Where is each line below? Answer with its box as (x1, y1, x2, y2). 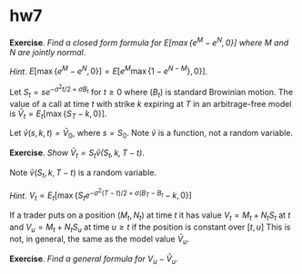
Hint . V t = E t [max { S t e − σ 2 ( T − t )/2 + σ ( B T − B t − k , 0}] (9, 187, 193, 203)
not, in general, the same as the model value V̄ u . (9, 233, 189, 246)
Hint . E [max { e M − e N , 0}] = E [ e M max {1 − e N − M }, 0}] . (9, 64, 208, 77)
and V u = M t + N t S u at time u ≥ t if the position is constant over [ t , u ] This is (9, 221, 291, 234)
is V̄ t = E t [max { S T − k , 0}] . (9, 108, 107, 121)
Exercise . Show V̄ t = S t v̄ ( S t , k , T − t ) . (9, 147, 146, 160)
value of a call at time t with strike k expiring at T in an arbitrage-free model (9, 98, 292, 109)
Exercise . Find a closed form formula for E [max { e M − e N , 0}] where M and (9, 35, 289, 48)
